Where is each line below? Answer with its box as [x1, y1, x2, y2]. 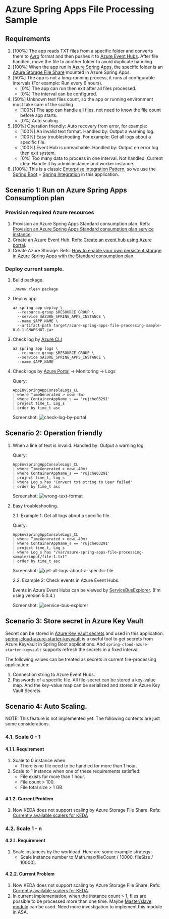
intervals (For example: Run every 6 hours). [12, 80, 102, 86]
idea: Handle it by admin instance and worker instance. [20, 161, 135, 166]
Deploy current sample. [5, 265, 64, 272]
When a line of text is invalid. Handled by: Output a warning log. [12, 442, 145, 448]
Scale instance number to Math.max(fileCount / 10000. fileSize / [20, 854, 153, 860]
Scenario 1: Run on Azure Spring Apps [5, 186, 127, 195]
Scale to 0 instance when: [12, 757, 67, 763]
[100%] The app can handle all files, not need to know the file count [20, 107, 161, 113]
